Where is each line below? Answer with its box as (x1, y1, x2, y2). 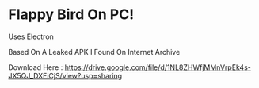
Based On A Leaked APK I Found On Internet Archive (8, 47, 181, 56)
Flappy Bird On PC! (8, 6, 135, 24)
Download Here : (8, 62, 63, 72)
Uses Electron (8, 32, 54, 41)
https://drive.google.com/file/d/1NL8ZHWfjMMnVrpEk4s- (64, 62, 251, 72)
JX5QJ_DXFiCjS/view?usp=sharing (8, 71, 123, 80)
